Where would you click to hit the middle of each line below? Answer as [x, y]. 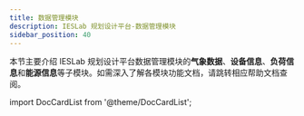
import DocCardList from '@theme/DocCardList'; [101, 102]
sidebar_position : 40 [50, 34]
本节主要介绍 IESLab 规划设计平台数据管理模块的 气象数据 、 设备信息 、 [140, 62]
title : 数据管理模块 [44, 18]
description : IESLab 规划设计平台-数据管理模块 [93, 26]
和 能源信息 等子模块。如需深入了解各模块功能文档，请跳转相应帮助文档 [148, 72]
